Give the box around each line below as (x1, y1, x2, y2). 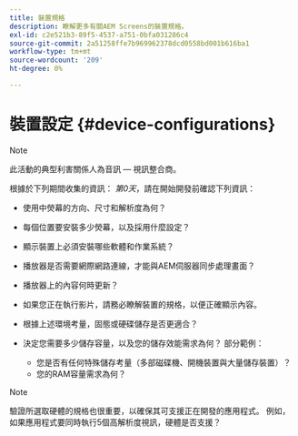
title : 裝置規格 (9, 13, 65, 23)
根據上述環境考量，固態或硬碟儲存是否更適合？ (22, 318, 198, 329)
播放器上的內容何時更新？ (22, 279, 119, 290)
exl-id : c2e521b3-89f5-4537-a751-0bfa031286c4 (9, 30, 189, 39)
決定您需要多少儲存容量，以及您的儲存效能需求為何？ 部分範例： (22, 338, 264, 349)
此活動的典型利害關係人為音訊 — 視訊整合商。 (9, 163, 182, 174)
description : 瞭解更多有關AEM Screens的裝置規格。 (9, 22, 189, 31)
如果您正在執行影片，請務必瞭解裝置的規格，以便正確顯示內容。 (22, 299, 262, 309)
